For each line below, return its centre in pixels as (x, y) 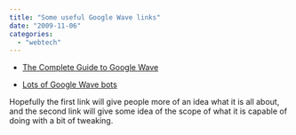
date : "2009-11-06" (45, 26)
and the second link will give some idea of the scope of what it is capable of (148, 111)
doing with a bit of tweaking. (61, 121)
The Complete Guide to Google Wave (90, 67)
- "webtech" (40, 42)
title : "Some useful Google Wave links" (85, 17)
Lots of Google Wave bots (69, 84)
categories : (31, 34)
